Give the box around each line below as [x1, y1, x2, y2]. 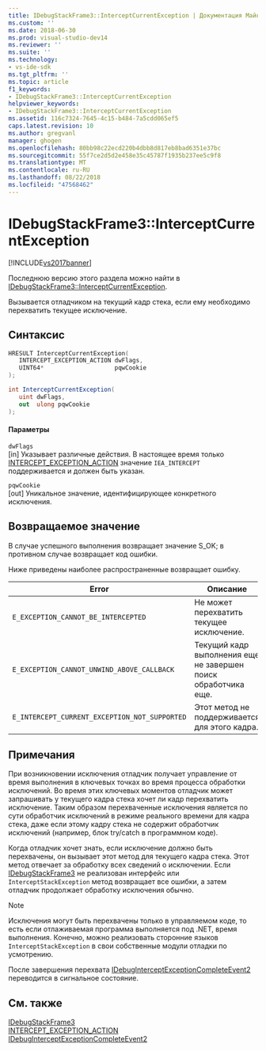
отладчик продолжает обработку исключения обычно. [8, 886, 194, 895]
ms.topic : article [8, 78, 69, 85]
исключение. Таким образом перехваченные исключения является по [8, 802, 248, 812]
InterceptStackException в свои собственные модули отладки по [8, 941, 227, 950]
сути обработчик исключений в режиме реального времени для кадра [8, 811, 249, 821]
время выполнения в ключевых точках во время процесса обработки [8, 777, 245, 787]
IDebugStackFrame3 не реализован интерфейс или [8, 868, 180, 878]
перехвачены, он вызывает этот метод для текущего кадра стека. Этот [8, 852, 249, 861]
